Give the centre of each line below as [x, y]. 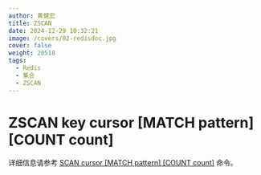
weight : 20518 [32, 53]
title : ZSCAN [30, 23]
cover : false [30, 46]
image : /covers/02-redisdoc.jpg [62, 38]
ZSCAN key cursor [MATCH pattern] [131, 122]
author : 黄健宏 [32, 16]
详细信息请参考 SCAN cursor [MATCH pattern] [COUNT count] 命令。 [123, 163]
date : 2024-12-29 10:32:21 [53, 31]
